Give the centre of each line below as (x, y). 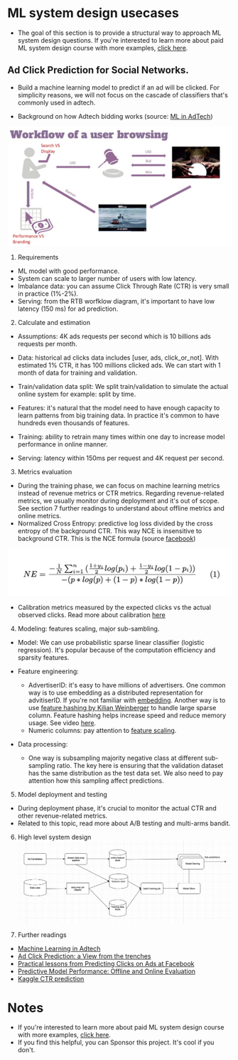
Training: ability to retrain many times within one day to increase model (121, 437)
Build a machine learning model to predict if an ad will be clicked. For (119, 87)
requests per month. (47, 344)
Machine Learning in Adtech (59, 949)
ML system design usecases (93, 13)
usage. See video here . (62, 723)
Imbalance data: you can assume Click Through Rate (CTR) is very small (123, 287)
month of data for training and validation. (77, 373)
